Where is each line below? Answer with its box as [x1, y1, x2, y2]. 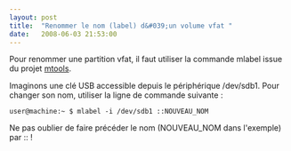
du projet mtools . [9, 63, 72, 74]
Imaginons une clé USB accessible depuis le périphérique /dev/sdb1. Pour [9, 81, 280, 91]
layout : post [9, 12, 58, 22]
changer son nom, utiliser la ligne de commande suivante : [9, 90, 223, 100]
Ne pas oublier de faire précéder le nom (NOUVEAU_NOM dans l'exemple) [9, 123, 282, 133]
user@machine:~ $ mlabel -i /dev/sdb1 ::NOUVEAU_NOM [9, 107, 209, 116]
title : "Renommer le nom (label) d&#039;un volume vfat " [9, 21, 233, 30]
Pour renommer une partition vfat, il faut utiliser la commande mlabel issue [9, 54, 283, 65]
